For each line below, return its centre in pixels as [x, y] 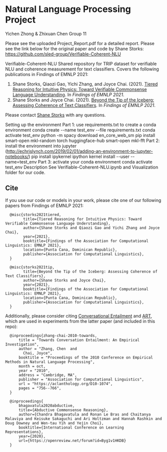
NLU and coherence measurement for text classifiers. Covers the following [82, 69]
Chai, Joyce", [38, 353]
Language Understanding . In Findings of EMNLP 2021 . [68, 94]
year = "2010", [34, 370]
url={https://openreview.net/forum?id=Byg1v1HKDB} [72, 440]
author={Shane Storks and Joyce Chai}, [65, 280]
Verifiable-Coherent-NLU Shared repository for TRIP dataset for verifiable [81, 63]
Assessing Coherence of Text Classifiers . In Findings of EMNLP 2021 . [84, 105]
